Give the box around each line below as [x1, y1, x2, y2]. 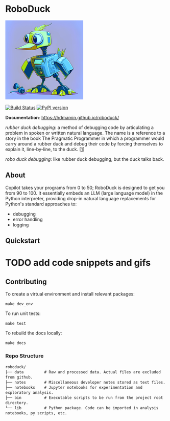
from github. [5, 375, 33, 380]
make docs [5, 341, 27, 346]
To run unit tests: [5, 310, 41, 317]
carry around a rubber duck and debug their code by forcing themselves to [5, 140, 163, 146]
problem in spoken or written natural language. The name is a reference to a [5, 130, 165, 136]
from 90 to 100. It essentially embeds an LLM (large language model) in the [5, 190, 163, 196]
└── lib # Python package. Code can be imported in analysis [5, 406, 159, 411]
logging [12, 221, 29, 228]
